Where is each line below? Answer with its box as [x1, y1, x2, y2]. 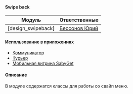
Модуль [21, 16, 41, 23]
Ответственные [59, 16, 99, 23]
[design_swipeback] [7, 25, 55, 32]
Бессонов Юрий [59, 25, 98, 32]
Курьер [12, 55, 28, 61]
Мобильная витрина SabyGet [12, 60, 74, 67]
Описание [5, 72, 27, 78]
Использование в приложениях [5, 39, 74, 45]
